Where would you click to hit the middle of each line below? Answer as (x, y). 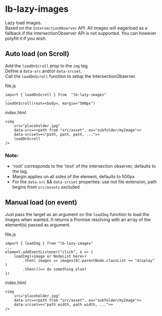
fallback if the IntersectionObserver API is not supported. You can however (81, 33)
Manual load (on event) (41, 203)
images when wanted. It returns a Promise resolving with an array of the (78, 220)
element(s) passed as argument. (38, 224)
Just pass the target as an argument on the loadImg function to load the (77, 214)
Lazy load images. (24, 23)
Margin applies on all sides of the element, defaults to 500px (73, 177)
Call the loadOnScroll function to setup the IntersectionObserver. (71, 76)
